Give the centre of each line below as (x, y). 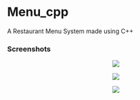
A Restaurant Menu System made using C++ (70, 31)
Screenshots (29, 49)
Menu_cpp (38, 12)
